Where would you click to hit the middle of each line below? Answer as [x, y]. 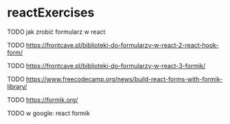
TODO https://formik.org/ [43, 100]
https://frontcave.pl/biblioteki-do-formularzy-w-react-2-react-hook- [123, 45]
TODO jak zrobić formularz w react [56, 32]
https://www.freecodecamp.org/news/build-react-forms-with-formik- [125, 79]
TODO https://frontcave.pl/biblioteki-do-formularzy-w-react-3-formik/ [106, 65]
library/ [17, 86]
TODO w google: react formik [49, 113]
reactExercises [51, 13]
